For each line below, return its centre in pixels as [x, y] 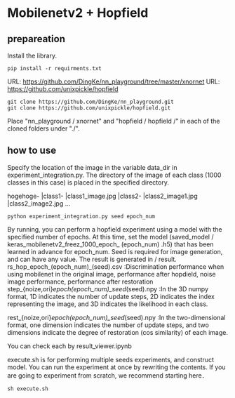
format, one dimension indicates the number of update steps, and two [108, 325]
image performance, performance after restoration [80, 281]
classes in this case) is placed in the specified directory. [88, 182]
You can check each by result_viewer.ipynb [69, 346]
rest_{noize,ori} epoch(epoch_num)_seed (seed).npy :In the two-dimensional [116, 317]
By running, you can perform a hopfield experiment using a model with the [115, 229]
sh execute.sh [28, 389]
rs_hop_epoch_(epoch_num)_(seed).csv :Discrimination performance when [116, 266]
